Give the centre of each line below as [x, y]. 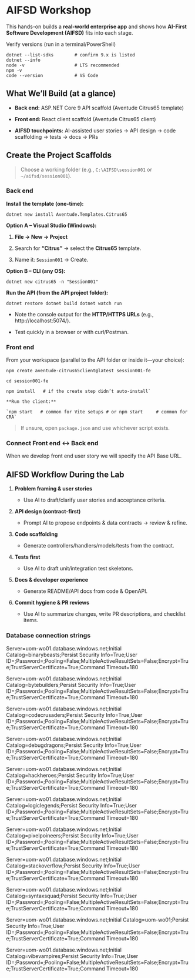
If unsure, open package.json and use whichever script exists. [95, 428]
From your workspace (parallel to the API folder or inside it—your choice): [95, 360]
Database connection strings [48, 636]
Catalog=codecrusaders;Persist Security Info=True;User [74, 715]
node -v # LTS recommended [63, 65]
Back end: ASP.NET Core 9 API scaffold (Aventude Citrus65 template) [99, 108]
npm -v [14, 70]
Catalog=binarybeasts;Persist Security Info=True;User [72, 655]
